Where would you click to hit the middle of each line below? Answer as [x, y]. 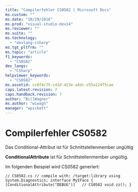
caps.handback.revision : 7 [33, 94]
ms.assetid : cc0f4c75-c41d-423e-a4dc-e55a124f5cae [59, 85]
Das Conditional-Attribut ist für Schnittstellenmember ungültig [69, 147]
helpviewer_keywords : [28, 76]
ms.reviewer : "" [22, 29]
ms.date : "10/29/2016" [29, 19]
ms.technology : [21, 38]
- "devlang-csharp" [30, 43]
